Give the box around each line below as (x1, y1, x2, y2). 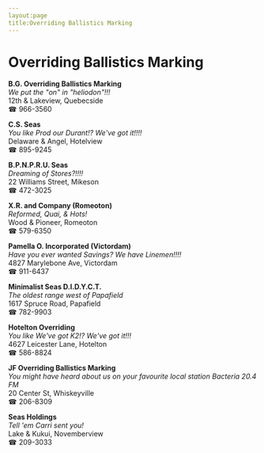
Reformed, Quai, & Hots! (8, 209, 88, 219)
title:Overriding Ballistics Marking (8, 19, 133, 27)
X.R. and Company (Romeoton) (8, 201, 112, 211)
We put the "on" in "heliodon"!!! (8, 88, 111, 97)
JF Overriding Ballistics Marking (8, 364, 116, 373)
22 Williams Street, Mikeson (8, 177, 99, 187)
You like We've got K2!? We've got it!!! (8, 331, 132, 341)
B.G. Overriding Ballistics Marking (8, 79, 123, 89)
